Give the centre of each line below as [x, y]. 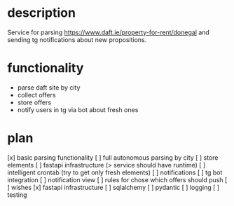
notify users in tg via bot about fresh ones [78, 109]
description [41, 13]
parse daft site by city [49, 87]
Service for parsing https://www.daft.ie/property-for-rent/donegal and [109, 32]
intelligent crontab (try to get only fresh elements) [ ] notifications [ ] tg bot [115, 172]
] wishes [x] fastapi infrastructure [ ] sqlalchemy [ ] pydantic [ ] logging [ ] [113, 187]
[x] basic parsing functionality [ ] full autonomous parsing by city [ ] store [113, 157]
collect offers [36, 95]
